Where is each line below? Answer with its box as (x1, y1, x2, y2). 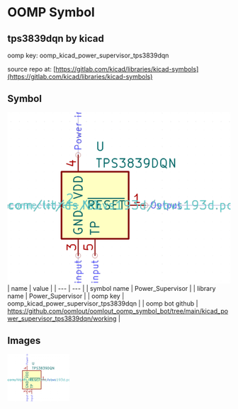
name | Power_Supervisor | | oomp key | (7, 292, 125, 301)
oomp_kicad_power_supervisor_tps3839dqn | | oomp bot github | (7, 299, 198, 308)
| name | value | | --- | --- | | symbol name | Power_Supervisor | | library (7, 284, 216, 293)
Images (7, 335, 41, 347)
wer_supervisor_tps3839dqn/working (7, 314, 117, 323)
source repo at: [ (7, 65, 56, 73)
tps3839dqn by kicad (7, 33, 104, 45)
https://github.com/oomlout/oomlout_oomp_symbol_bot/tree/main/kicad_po (7, 307, 229, 316)
